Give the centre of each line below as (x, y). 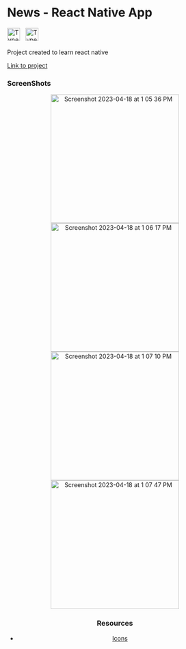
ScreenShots (29, 83)
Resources (115, 624)
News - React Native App (80, 13)
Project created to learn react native (58, 52)
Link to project (27, 65)
